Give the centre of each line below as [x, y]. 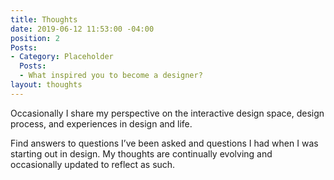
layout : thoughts [46, 85]
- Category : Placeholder [62, 57]
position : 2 [35, 38]
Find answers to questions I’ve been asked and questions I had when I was [164, 143]
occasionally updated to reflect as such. [93, 164]
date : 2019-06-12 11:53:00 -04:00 [82, 29]
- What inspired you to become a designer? [111, 76]
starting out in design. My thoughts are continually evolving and [141, 153]
